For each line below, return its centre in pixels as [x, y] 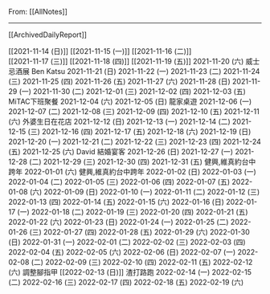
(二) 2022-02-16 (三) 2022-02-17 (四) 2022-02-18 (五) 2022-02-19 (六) [126, 282]
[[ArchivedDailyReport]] [47, 35]
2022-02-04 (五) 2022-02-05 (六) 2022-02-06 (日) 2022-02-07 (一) [122, 252]
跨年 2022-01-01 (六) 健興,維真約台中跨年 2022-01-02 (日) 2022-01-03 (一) [133, 171]
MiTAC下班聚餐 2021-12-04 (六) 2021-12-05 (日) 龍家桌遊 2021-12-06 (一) [130, 101]
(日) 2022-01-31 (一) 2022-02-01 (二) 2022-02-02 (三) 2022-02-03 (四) [127, 242]
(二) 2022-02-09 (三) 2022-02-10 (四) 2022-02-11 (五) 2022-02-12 [142, 262]
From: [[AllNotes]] [38, 12]
